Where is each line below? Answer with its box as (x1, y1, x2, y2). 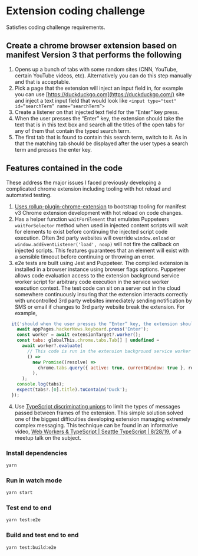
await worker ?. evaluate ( (21, 343, 83, 349)
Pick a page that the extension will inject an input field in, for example (14, 84, 183, 91)
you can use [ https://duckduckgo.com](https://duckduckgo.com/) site (14, 90, 185, 98)
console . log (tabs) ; (16, 381, 65, 387)
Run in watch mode (6, 476, 62, 485)
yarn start (6, 490, 33, 496)
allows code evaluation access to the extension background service (14, 272, 180, 279)
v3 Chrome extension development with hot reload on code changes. (14, 209, 183, 216)
